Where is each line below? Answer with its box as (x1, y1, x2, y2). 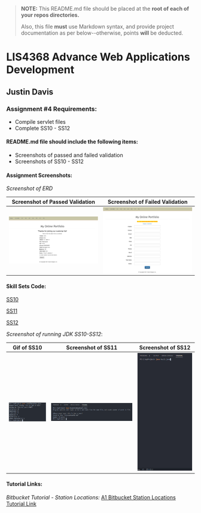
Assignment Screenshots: (6, 172, 73, 179)
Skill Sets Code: (6, 282, 47, 289)
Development (6, 63, 75, 77)
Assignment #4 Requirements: (6, 105, 98, 113)
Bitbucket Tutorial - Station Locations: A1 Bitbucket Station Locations (6, 494, 176, 501)
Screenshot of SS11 (66, 344, 118, 351)
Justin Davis (6, 87, 54, 97)
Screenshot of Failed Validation (107, 198, 188, 205)
